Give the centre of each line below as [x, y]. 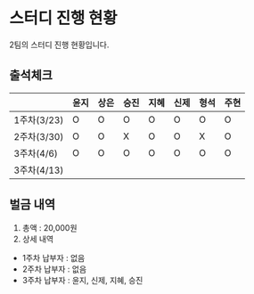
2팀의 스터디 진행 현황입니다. [59, 45]
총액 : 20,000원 [49, 227]
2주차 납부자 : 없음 [54, 269]
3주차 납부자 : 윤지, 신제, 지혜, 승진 [82, 280]
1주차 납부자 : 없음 [53, 257]
